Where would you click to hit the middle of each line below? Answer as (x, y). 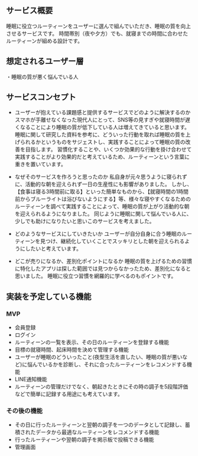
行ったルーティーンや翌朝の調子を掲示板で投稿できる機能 (84, 439)
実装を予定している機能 (49, 296)
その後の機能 (25, 411)
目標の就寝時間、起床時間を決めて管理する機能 (72, 350)
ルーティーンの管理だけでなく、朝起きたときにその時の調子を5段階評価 (101, 387)
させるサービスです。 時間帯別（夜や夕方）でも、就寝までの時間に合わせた (97, 33)
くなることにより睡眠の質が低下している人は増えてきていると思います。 (102, 127)
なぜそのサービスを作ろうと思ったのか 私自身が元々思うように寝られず (101, 177)
